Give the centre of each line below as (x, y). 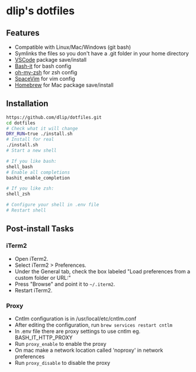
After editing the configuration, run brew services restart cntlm (94, 324)
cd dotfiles (21, 123)
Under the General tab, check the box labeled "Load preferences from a (102, 271)
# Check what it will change (42, 128)
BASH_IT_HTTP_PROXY (44, 338)
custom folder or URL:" (43, 278)
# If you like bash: (32, 161)
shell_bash (20, 167)
